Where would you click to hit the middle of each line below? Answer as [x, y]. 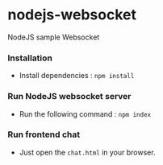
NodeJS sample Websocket [54, 37]
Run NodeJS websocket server [69, 97]
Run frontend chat [44, 134]
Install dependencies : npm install [77, 76]
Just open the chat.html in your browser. [87, 152]
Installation [30, 58]
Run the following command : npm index [85, 113]
